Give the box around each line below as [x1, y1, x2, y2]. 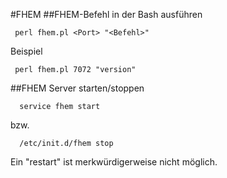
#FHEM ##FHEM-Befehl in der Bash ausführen [10, 9, 203, 20]
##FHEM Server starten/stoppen [10, 82, 145, 94]
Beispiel [10, 45, 43, 57]
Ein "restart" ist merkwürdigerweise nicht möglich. [10, 156, 218, 168]
